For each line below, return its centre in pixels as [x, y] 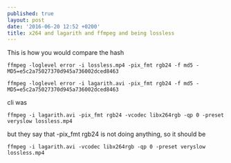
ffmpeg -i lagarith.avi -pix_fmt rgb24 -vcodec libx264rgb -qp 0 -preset [116, 115]
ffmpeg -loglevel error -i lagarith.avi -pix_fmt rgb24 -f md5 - [103, 84]
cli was [17, 103]
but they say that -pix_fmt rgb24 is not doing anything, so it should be [107, 134]
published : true [30, 14]
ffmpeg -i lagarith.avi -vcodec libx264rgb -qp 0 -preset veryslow [107, 147]
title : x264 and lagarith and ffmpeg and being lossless [91, 33]
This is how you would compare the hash [66, 53]
